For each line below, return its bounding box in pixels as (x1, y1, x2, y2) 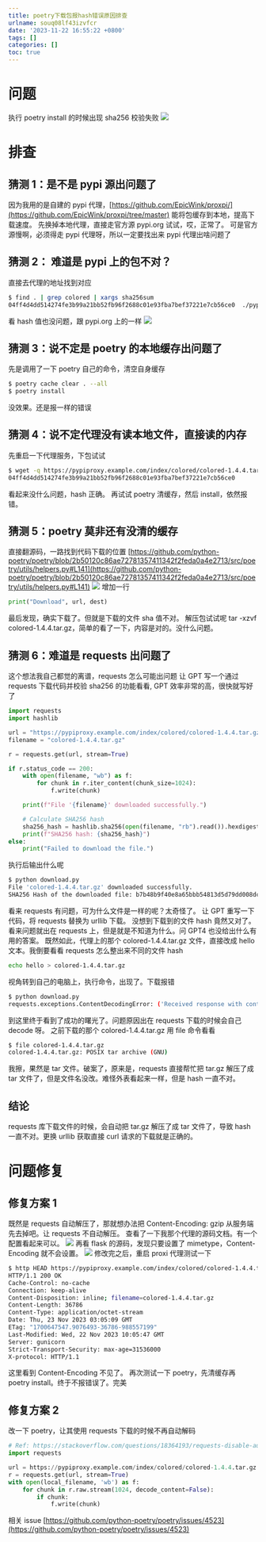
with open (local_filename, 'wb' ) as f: (8, 1478, 140, 1487)
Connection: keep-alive (8, 1286, 87, 1295)
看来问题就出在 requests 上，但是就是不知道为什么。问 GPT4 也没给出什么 (8, 925, 250, 936)
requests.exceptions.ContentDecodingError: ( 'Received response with (8, 1000, 243, 1008)
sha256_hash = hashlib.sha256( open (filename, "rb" (22, 822, 193, 831)
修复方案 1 (8, 1196, 58, 1210)
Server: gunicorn (8, 1337, 66, 1346)
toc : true (8, 48, 41, 56)
